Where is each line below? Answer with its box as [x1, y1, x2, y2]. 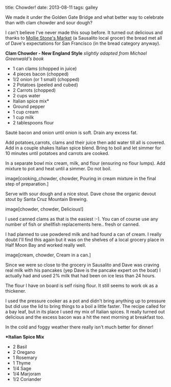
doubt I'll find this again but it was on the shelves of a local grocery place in [5, 237, 164, 243]
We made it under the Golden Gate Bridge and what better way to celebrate [5, 14, 164, 20]
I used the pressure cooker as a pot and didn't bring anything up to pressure [5, 298, 166, 304]
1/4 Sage [12, 366, 32, 371]
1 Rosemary [12, 354, 37, 360]
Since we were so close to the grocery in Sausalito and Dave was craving [5, 262, 160, 268]
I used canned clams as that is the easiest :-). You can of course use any [5, 216, 158, 222]
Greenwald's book [5, 56, 44, 62]
